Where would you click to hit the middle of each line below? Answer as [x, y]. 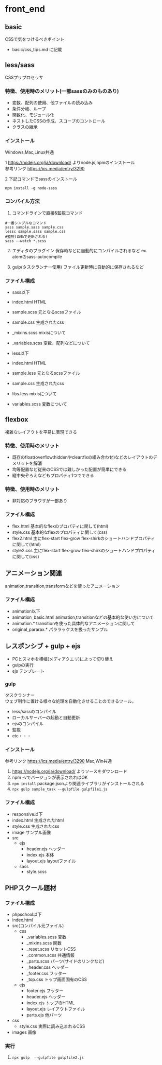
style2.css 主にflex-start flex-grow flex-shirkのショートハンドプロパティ [84, 550]
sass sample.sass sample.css [34, 227]
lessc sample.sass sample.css [36, 231]
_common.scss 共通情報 [51, 955]
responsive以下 [27, 814]
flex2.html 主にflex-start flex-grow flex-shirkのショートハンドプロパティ [83, 538]
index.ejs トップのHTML [51, 1003]
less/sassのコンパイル [34, 711]
